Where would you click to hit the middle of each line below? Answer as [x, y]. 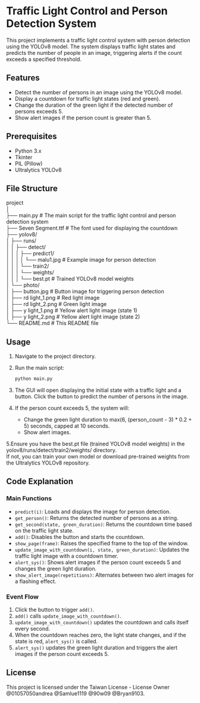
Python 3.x [28, 151]
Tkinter [24, 157]
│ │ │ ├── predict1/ [30, 253]
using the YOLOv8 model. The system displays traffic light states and [91, 47]
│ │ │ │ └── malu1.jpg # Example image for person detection [81, 260]
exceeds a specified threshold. [44, 59]
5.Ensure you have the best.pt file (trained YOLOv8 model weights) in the [96, 444]
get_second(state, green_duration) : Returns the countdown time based [103, 524]
